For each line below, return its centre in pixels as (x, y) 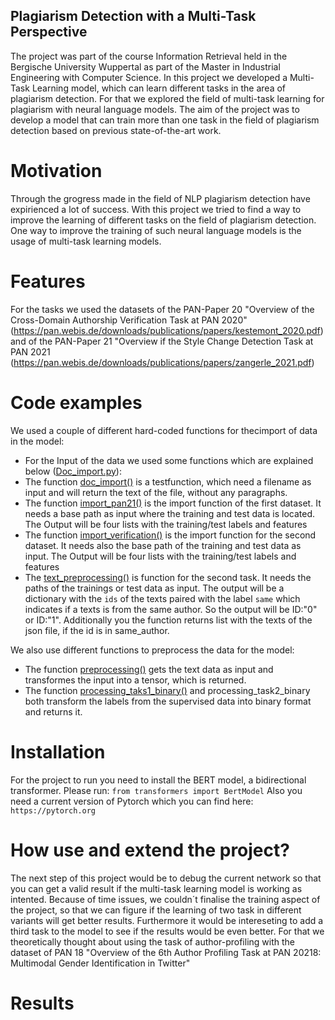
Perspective (49, 32)
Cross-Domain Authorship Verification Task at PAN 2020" (129, 320)
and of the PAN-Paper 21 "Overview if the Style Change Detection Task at (162, 341)
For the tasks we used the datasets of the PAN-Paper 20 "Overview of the (162, 309)
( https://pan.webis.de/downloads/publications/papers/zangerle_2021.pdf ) (162, 362)
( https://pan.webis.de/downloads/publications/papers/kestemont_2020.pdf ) (167, 330)
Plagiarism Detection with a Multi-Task (133, 16)
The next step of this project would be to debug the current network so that (166, 878)
